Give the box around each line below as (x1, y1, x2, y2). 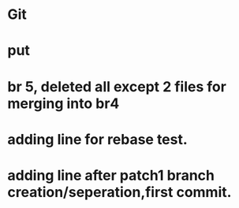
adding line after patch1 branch (7, 166, 215, 184)
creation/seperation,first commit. (7, 183, 232, 201)
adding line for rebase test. (7, 130, 189, 148)
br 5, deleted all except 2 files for (7, 77, 226, 95)
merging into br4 (7, 95, 120, 112)
